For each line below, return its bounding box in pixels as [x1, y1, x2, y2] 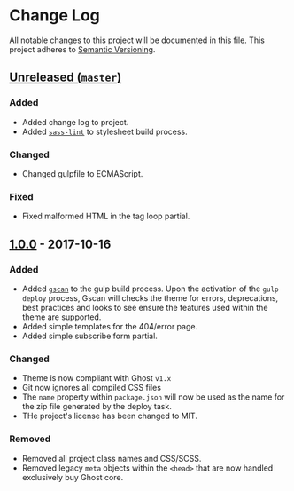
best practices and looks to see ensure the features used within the [21, 302, 268, 313]
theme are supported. [21, 312, 102, 322]
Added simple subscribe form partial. [21, 330, 158, 341]
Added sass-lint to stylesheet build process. [21, 126, 188, 137]
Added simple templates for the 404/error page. [21, 321, 197, 331]
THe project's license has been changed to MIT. [21, 410, 197, 422]
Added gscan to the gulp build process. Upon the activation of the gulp [21, 283, 279, 294]
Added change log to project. [21, 116, 129, 127]
